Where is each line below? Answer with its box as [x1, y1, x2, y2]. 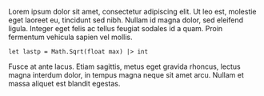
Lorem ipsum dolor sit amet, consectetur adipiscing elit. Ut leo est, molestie [8, 7, 258, 16]
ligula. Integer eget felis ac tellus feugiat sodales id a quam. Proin [8, 24, 223, 33]
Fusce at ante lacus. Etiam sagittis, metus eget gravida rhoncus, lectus [8, 62, 242, 71]
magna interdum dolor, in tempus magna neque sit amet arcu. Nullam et [8, 70, 244, 79]
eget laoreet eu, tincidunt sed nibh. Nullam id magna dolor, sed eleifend [8, 15, 244, 25]
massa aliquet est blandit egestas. [8, 79, 121, 88]
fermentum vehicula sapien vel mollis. [8, 32, 133, 42]
